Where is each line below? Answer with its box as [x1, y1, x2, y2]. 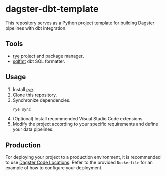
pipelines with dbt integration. [5, 25, 67, 31]
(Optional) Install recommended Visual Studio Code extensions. [12, 116, 144, 122]
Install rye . [12, 86, 34, 92]
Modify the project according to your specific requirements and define [12, 121, 158, 127]
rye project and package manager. [12, 53, 84, 59]
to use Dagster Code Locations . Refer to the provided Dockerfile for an [5, 159, 153, 166]
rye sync [12, 107, 31, 112]
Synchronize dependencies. [12, 97, 71, 103]
